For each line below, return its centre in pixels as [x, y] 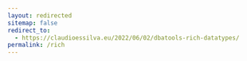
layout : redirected [40, 15]
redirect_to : [29, 30]
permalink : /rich [36, 45]
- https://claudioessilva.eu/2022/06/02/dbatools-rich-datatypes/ [127, 38]
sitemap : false [33, 23]
